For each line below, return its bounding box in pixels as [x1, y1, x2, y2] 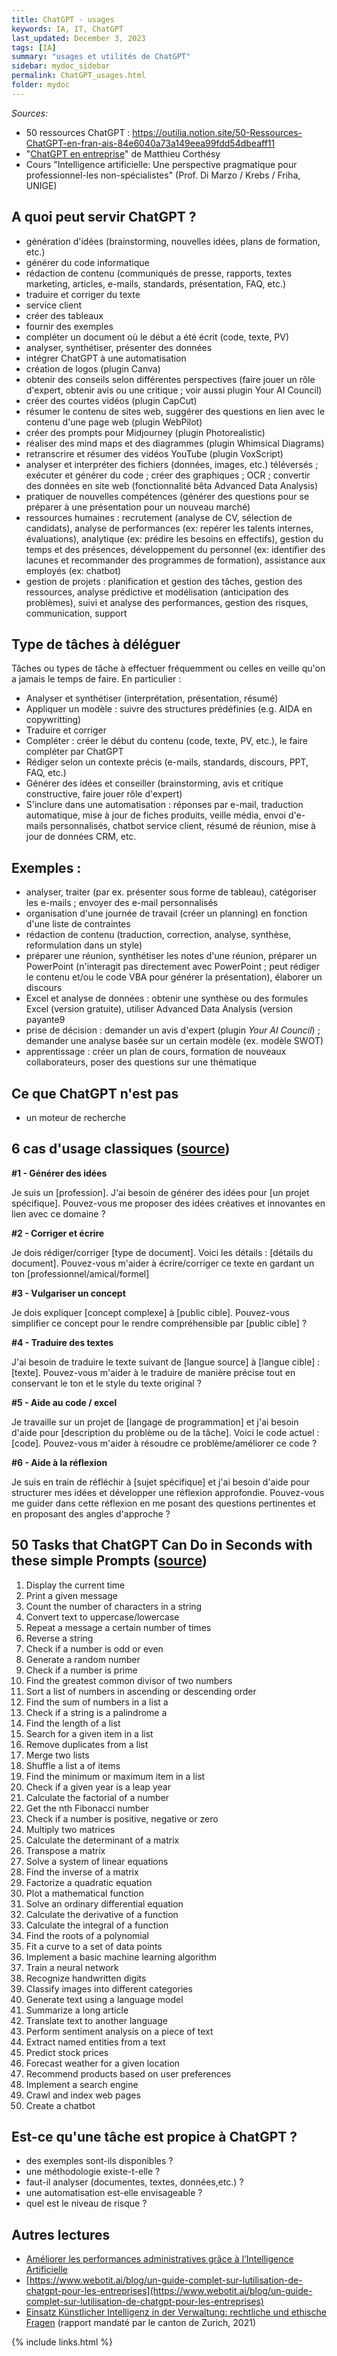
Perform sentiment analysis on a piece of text [25, 2025, 214, 2037]
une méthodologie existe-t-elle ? [25, 2166, 161, 2178]
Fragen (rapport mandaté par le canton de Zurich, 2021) [25, 2317, 256, 2329]
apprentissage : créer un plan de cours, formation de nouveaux [25, 1046, 287, 1058]
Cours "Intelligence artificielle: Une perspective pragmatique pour [25, 158, 298, 170]
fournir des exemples [25, 320, 114, 332]
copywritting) [25, 714, 82, 726]
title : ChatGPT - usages [11, 14, 115, 25]
